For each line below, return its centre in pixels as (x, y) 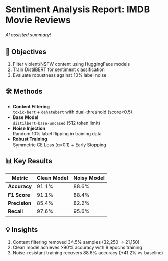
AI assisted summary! (28, 35)
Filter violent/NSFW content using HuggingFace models (71, 64)
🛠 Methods (24, 92)
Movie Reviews (38, 20)
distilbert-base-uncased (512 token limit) (56, 123)
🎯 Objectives (26, 52)
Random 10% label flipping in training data (57, 133)
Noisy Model (89, 178)
